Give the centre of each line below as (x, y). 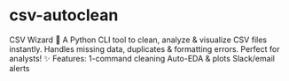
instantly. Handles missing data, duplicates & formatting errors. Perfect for (144, 48)
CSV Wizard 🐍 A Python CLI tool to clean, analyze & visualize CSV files (138, 40)
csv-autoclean (64, 15)
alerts (20, 68)
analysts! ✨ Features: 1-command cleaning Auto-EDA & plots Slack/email (142, 58)
